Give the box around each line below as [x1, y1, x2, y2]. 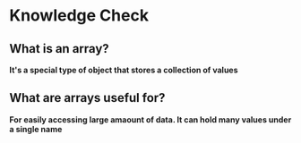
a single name [9, 123, 63, 134]
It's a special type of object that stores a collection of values [9, 64, 239, 75]
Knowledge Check [9, 5, 150, 26]
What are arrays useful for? [9, 90, 166, 105]
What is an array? [9, 41, 109, 56]
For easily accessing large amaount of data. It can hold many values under [9, 114, 292, 125]
